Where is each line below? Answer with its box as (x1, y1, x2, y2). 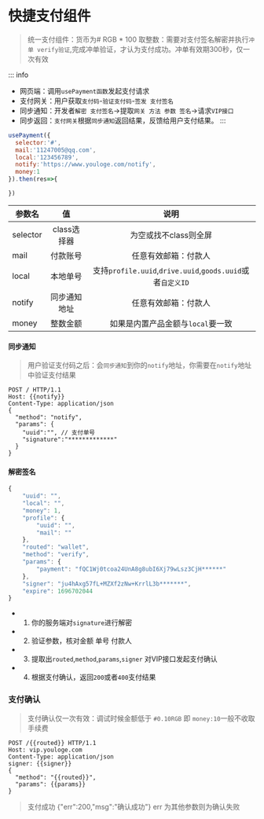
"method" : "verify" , (22, 551, 90, 559)
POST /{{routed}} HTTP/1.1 (8, 739, 97, 747)
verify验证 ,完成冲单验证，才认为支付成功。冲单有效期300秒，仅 (36, 44, 244, 53)
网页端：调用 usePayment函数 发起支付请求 (19, 86, 150, 95)
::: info (8, 70, 29, 79)
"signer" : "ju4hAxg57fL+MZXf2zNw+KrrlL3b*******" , (22, 579, 192, 588)
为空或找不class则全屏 (130, 230, 213, 241)
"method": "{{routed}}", (15, 773, 97, 781)
